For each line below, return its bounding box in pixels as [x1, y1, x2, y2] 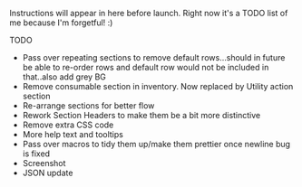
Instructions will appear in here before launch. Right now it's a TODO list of [9, 8, 288, 18]
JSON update [22, 167, 73, 178]
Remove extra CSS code [22, 119, 114, 130]
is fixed [22, 148, 51, 159]
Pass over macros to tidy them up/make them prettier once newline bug [22, 139, 291, 149]
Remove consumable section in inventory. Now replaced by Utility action [22, 81, 294, 91]
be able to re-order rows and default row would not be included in [22, 62, 269, 72]
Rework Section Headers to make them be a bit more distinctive [22, 110, 261, 120]
